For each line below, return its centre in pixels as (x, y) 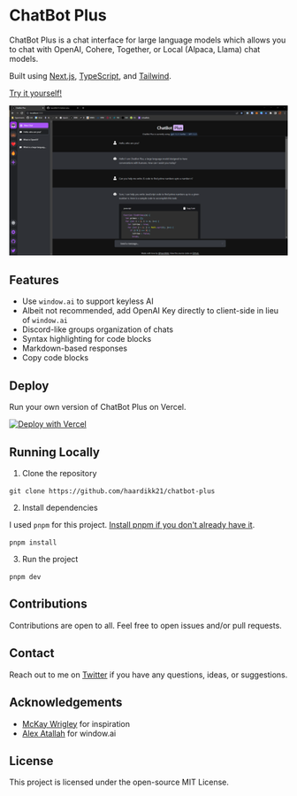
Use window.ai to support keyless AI (88, 301)
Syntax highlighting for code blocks (87, 339)
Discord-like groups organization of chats (98, 329)
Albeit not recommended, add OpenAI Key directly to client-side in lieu (150, 311)
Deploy (29, 386)
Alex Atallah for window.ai (69, 733)
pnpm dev (25, 577)
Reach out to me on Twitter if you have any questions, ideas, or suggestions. (148, 675)
